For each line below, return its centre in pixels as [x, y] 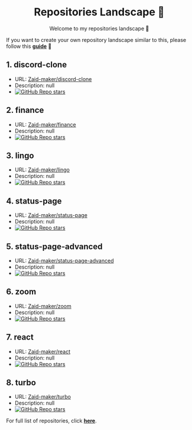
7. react [20, 337]
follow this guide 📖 [29, 46]
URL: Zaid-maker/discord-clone [53, 79]
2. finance [25, 110]
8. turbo [21, 383]
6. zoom [21, 292]
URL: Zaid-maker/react [43, 351]
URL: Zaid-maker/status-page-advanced [64, 261]
